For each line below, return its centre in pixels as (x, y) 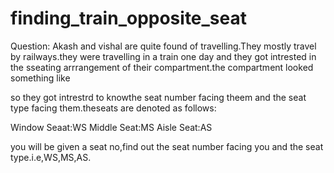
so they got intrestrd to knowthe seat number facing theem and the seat (158, 97)
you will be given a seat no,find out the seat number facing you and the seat (167, 146)
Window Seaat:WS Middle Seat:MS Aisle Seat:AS (111, 127)
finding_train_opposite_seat (129, 18)
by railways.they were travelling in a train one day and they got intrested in (163, 56)
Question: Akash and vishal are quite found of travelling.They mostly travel (163, 46)
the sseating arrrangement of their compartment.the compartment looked (162, 67)
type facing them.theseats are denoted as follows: (113, 108)
